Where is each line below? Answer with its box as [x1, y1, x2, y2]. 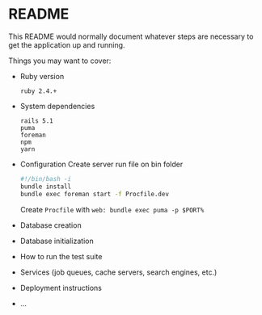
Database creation [19, 220, 82, 230]
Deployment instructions [19, 283, 103, 292]
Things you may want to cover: [8, 56, 112, 65]
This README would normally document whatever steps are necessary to [8, 31, 254, 41]
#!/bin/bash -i [19, 174, 72, 183]
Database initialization [19, 236, 95, 246]
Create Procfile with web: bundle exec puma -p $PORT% [19, 204, 205, 214]
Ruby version [19, 71, 65, 81]
